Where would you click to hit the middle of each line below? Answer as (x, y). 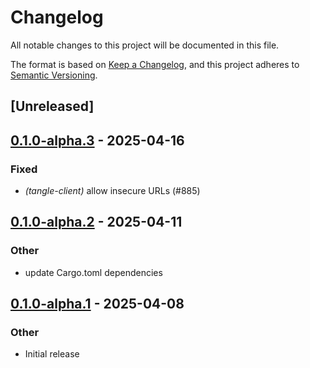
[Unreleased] (52, 106)
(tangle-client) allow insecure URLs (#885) (112, 191)
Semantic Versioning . (54, 75)
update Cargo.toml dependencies (93, 272)
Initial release (52, 354)
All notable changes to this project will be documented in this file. (145, 45)
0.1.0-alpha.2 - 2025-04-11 (96, 222)
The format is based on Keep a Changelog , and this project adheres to (155, 64)
